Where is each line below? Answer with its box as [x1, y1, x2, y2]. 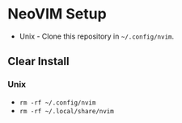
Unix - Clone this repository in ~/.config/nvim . [19, 31, 175, 41]
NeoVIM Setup [7, 5, 107, 23]
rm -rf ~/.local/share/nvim [19, 107, 114, 115]
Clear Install [7, 55, 70, 68]
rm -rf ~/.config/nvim [19, 98, 96, 107]
